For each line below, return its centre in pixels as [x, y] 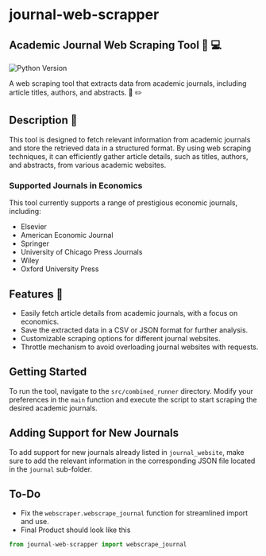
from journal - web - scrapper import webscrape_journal [98, 545]
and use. [35, 522]
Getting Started [48, 372]
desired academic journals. [53, 408]
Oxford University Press [60, 269]
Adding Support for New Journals [94, 433]
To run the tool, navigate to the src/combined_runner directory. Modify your [131, 391]
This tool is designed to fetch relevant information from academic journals [130, 139]
